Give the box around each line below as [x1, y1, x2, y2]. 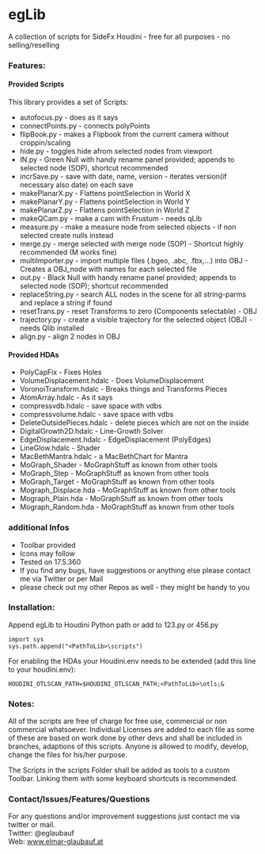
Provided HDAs [8, 350, 59, 359]
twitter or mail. [8, 820, 55, 829]
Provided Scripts [8, 79, 65, 89]
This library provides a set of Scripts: [8, 98, 129, 107]
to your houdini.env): [8, 664, 77, 674]
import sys [8, 635, 44, 643]
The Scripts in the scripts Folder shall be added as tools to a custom [8, 765, 230, 775]
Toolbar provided [19, 540, 76, 550]
